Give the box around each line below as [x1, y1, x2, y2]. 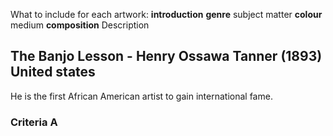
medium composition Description [10, 19, 150, 31]
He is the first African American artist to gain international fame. [10, 90, 273, 102]
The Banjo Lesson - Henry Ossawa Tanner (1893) [10, 48, 323, 65]
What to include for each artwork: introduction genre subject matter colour [10, 9, 323, 20]
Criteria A [10, 115, 58, 129]
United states [10, 64, 96, 81]
